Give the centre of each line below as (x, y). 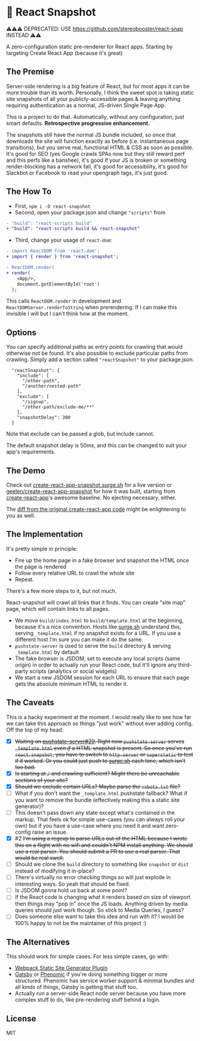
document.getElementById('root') (59, 284)
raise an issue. (50, 832)
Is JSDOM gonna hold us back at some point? (71, 890)
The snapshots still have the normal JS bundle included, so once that (91, 134)
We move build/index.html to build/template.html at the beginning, (99, 620)
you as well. (21, 515)
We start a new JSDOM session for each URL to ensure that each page (102, 677)
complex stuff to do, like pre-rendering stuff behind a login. (87, 1000)
